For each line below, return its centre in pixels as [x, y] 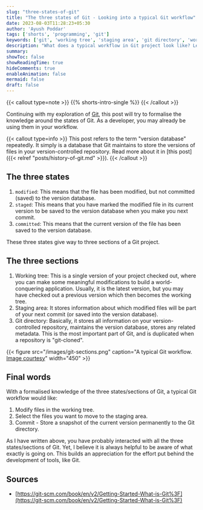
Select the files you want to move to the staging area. [81, 416]
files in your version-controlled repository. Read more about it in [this [92, 151]
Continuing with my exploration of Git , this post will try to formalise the [94, 114]
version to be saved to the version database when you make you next [101, 211]
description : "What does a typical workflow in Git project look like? [98, 46]
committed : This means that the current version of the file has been [98, 224]
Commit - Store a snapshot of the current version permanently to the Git [105, 423]
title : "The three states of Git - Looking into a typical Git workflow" [101, 18]
